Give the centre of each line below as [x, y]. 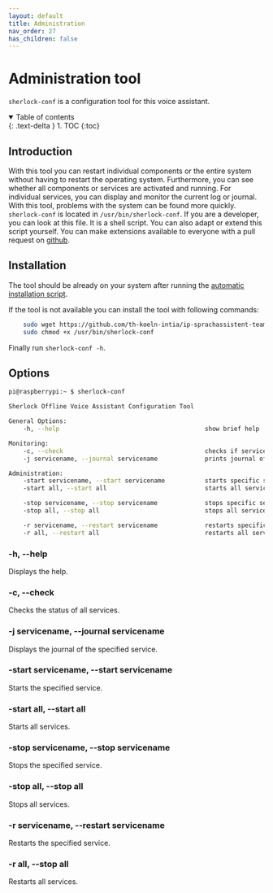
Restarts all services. [43, 882]
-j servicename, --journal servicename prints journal [139, 459]
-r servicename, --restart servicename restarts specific [145, 525]
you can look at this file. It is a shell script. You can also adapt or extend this [135, 223]
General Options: [38, 421]
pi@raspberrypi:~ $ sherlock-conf [67, 392]
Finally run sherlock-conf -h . [57, 347]
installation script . [38, 294]
